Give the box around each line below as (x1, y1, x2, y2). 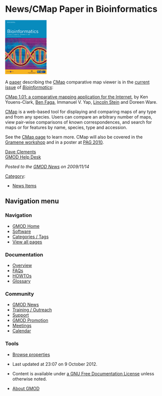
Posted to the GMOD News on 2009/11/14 (5, 163, 90, 169)
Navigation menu (5, 197, 59, 205)
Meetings (12, 322, 32, 329)
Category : (5, 173, 26, 179)
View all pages (12, 238, 42, 245)
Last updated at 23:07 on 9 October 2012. (12, 361, 98, 367)
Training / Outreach (12, 307, 52, 313)
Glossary (12, 278, 31, 284)
